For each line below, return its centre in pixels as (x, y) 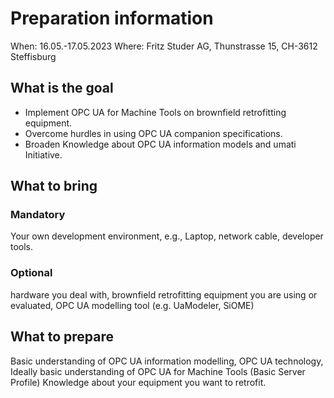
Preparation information (112, 18)
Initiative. (43, 154)
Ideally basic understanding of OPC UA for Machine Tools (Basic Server (158, 371)
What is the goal (62, 88)
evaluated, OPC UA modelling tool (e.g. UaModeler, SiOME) (132, 305)
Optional (31, 273)
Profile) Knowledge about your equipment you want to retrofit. (138, 382)
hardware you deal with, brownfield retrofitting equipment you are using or (164, 294)
